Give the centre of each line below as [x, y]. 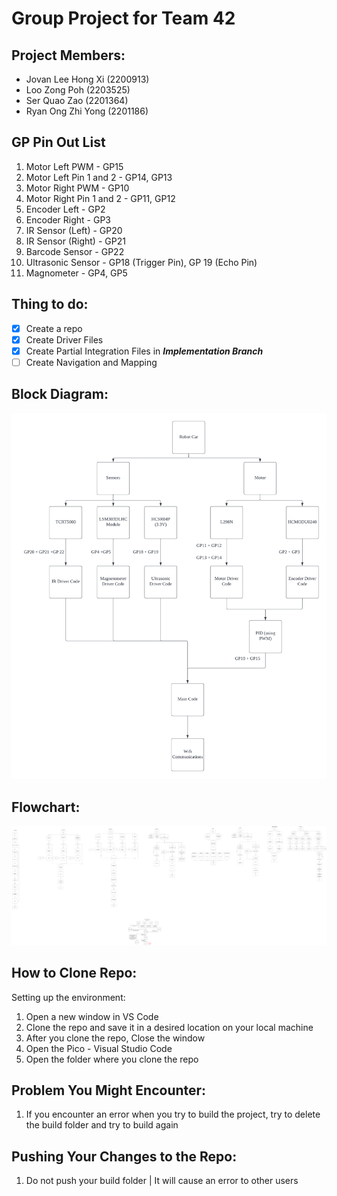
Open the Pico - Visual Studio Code [99, 1048]
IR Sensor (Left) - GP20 [74, 230]
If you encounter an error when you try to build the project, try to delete [173, 1114]
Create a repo [54, 328]
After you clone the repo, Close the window [115, 1038]
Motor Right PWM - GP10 [77, 188]
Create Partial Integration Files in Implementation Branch [144, 351]
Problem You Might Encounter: [109, 1090]
